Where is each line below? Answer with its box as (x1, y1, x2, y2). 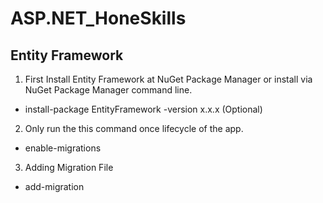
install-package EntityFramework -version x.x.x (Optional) (24, 103, 263, 115)
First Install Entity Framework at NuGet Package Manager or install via (24, 73, 313, 85)
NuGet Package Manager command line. (24, 84, 193, 96)
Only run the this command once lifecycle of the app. (24, 123, 244, 134)
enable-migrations (24, 142, 102, 154)
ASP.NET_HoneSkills (10, 7, 187, 30)
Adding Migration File (24, 162, 114, 173)
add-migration (24, 181, 85, 192)
